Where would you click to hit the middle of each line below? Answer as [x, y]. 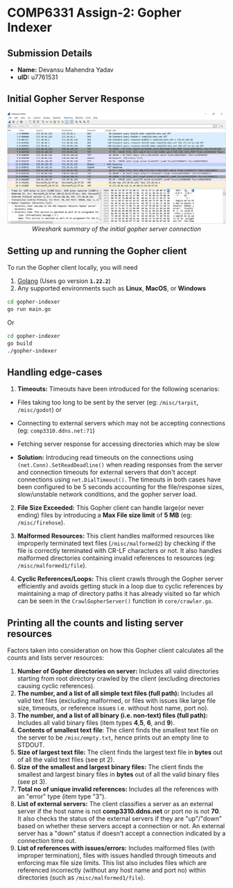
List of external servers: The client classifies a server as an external [115, 804]
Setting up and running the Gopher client [97, 251]
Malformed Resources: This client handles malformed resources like [116, 536]
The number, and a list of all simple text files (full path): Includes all [115, 693]
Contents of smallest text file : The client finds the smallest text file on [118, 731]
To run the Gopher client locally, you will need [72, 268]
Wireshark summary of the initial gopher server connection [116, 229]
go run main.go [29, 309]
